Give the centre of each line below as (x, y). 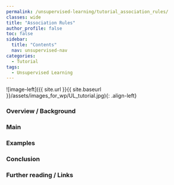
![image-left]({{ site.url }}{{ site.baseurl (54, 89)
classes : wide (24, 17)
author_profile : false (34, 28)
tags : (13, 67)
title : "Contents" (34, 45)
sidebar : (17, 39)
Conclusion (23, 159)
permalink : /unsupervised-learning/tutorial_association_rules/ (87, 12)
